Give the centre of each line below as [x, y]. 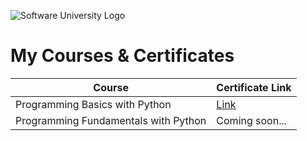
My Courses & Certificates [122, 56]
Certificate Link [254, 87]
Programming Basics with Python [93, 104]
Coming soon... [252, 120]
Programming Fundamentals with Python [111, 120]
